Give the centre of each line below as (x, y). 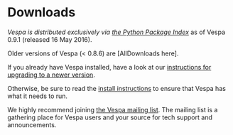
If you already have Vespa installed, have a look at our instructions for (109, 67)
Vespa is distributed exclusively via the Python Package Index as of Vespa (116, 32)
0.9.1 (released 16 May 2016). (50, 39)
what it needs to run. (38, 96)
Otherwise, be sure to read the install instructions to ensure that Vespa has (116, 88)
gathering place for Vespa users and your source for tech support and (110, 117)
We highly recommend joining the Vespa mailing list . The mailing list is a (113, 109)
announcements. (32, 124)
